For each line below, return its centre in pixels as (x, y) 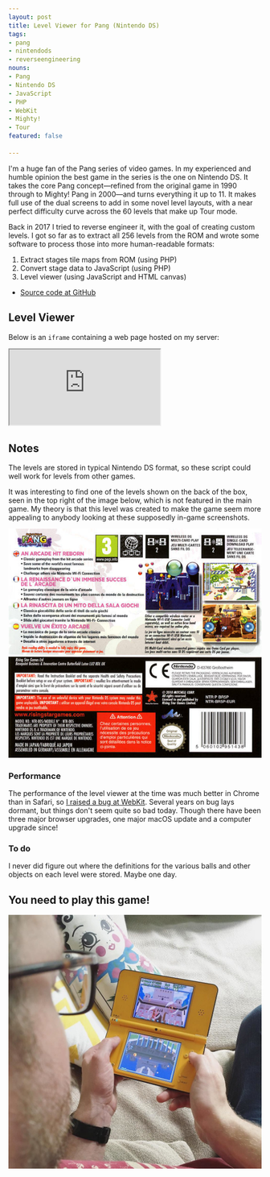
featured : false (35, 136)
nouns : (19, 68)
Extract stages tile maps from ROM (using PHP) (98, 259)
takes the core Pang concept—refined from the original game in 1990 (123, 185)
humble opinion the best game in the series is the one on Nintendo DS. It (128, 176)
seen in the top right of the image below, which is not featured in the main (130, 500)
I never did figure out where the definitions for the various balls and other (129, 866)
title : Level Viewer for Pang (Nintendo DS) (84, 25)
